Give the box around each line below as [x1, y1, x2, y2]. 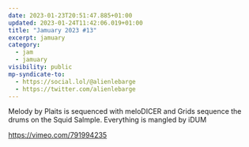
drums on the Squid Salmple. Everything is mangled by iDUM [8, 115, 207, 125]
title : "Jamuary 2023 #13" [8, 26, 97, 34]
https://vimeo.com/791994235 [8, 130, 108, 140]
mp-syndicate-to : [8, 70, 66, 78]
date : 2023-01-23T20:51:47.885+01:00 [8, 11, 133, 20]
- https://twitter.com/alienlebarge [15, 85, 136, 93]
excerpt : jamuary [8, 33, 66, 42]
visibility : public [8, 63, 73, 71]
